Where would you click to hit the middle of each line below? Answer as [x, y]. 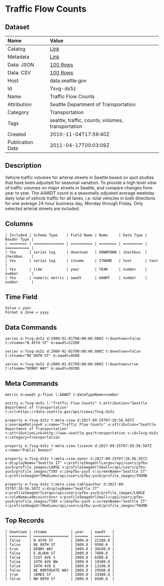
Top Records [25, 521]
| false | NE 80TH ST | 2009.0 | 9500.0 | [60, 545]
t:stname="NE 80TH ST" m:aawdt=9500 [42, 356]
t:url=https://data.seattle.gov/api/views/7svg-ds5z [60, 412]
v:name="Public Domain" [29, 450]
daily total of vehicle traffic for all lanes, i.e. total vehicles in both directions [80, 198]
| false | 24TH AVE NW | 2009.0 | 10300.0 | [60, 562]
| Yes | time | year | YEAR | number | [76, 269]
